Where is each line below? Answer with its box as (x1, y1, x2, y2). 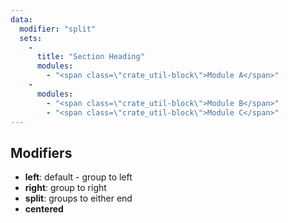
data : (10, 14, 33, 25)
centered (24, 203, 64, 215)
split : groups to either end (24, 192, 133, 205)
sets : (19, 33, 43, 43)
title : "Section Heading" (36, 52, 145, 62)
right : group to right (24, 182, 107, 194)
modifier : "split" (19, 24, 97, 34)
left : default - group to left (24, 171, 133, 183)
